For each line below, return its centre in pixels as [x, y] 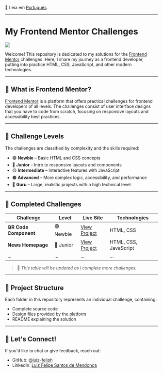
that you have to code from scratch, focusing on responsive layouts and [77, 111]
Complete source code [35, 309]
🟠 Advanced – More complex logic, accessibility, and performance [79, 178]
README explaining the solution [44, 319]
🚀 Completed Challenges [43, 204]
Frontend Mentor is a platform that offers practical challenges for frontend [79, 101]
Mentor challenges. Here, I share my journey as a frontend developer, [74, 59]
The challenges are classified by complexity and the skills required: [72, 148]
